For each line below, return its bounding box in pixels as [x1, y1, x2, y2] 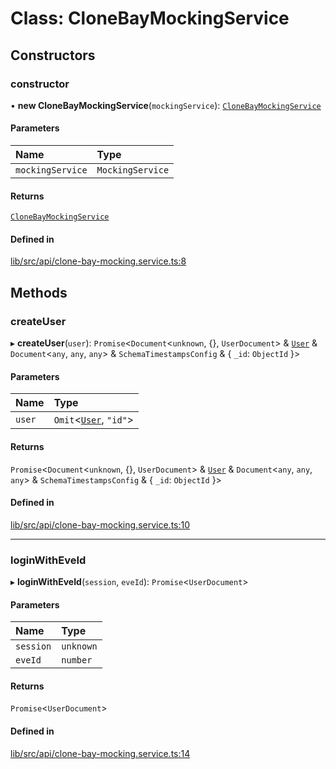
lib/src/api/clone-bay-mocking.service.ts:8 [10, 255, 187, 267]
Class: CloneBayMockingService [10, 7, 290, 30]
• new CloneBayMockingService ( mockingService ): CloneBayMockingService [10, 99, 322, 111]
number [61, 655, 93, 666]
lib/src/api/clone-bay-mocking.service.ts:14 [10, 747, 191, 759]
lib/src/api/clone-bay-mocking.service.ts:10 [10, 518, 191, 531]
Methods [10, 284, 68, 301]
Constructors [10, 47, 96, 64]
